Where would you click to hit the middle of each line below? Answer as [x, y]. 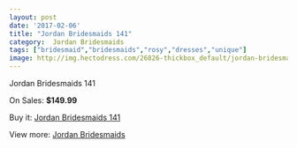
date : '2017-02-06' [45, 26]
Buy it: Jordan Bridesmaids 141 [65, 117]
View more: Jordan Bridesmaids [67, 134]
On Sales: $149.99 [43, 100]
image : [21, 58]
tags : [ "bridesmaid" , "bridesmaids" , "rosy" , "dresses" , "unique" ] [128, 50]
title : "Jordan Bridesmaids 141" [71, 33]
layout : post [33, 17]
